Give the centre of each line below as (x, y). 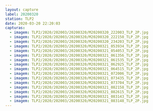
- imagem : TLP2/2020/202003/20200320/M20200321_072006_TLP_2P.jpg (79, 74)
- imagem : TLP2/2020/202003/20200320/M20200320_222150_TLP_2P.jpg (79, 37)
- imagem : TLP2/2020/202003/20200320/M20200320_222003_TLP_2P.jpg (79, 32)
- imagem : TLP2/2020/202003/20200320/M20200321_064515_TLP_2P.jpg (79, 69)
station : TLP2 (20, 19)
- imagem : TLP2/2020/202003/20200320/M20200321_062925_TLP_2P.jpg (79, 64)
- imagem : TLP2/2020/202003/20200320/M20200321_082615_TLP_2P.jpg (79, 92)
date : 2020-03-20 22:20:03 (33, 23)
